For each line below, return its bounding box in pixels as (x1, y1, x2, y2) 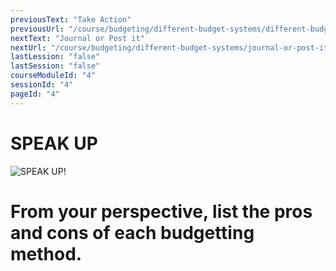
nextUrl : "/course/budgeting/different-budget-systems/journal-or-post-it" (10, 42, 333, 53)
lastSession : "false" (10, 61, 101, 71)
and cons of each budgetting (10, 221, 255, 244)
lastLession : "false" (10, 52, 101, 62)
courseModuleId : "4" (10, 71, 97, 81)
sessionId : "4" (10, 80, 74, 90)
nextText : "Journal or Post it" (10, 33, 145, 43)
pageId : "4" (10, 89, 60, 99)
